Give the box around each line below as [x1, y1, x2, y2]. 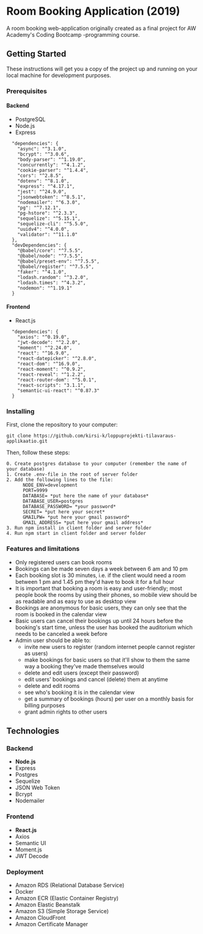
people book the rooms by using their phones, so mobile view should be [15, 591, 197, 598]
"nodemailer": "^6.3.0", [17, 199, 81, 206]
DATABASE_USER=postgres [22, 498, 84, 504]
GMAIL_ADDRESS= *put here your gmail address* [22, 520, 144, 526]
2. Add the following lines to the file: [6, 477, 114, 483]
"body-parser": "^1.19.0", [17, 156, 86, 163]
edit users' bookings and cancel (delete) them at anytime [24, 675, 168, 683]
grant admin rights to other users [24, 708, 108, 715]
